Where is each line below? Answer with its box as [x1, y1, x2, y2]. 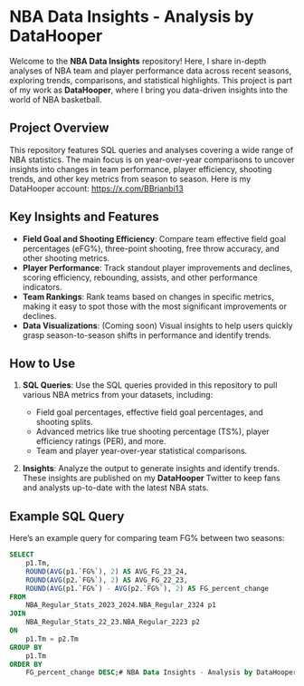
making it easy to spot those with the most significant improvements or [22, 301, 288, 312]
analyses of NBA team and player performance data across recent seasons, [9, 65, 292, 76]
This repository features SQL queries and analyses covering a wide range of [9, 144, 294, 155]
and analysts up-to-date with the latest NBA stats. [22, 482, 209, 493]
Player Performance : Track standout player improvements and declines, [22, 262, 293, 273]
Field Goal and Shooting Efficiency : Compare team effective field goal [22, 233, 287, 244]
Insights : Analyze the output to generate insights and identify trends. [22, 463, 280, 474]
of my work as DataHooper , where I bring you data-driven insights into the [9, 84, 288, 95]
